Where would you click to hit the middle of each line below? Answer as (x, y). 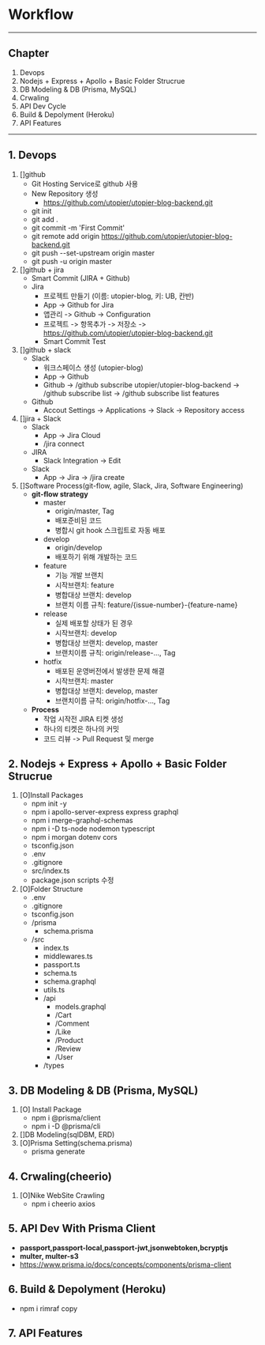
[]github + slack (45, 349)
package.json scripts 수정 (73, 880)
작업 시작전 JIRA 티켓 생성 (83, 719)
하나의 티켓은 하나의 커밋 (81, 728)
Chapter (29, 53)
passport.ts (62, 965)
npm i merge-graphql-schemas (82, 821)
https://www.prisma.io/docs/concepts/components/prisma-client (125, 1264)
